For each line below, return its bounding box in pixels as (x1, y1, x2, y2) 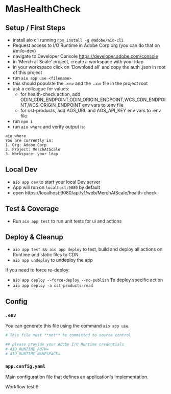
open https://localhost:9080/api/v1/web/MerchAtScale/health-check (12, 189, 157, 195)
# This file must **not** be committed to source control (5, 333, 131, 338)
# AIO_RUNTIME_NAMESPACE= (5, 351, 60, 356)
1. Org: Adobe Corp (5, 142, 47, 147)
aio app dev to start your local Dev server (12, 179, 101, 185)
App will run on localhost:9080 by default (12, 184, 101, 190)
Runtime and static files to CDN (12, 252, 79, 258)
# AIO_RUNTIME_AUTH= (5, 347, 50, 352)
